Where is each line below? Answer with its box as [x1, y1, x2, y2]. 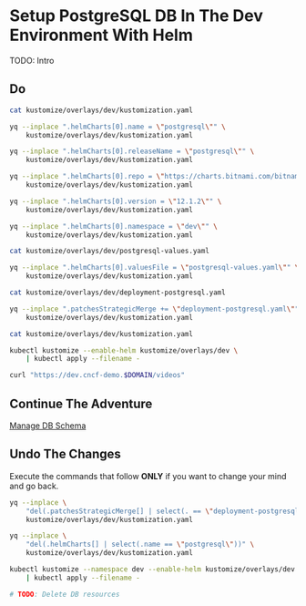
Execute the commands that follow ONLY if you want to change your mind [9, 470, 287, 481]
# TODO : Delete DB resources [9, 590, 120, 599]
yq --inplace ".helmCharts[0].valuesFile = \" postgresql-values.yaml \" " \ [9, 263, 300, 272]
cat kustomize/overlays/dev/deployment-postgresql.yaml [9, 288, 226, 297]
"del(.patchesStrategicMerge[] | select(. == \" [25, 507, 214, 516]
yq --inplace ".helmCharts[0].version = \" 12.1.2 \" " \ [9, 197, 222, 206]
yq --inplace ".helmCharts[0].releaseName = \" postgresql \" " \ [9, 147, 255, 156]
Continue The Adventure [9, 395, 153, 411]
